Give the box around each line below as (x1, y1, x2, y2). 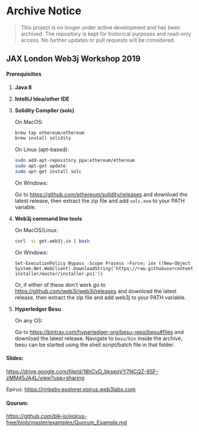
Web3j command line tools (14, 215, 83, 222)
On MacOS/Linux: (14, 226, 58, 233)
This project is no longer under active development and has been (20, 24, 181, 31)
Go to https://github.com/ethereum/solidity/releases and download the (14, 190, 188, 198)
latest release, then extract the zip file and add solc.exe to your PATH (14, 197, 185, 204)
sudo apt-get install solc (14, 168, 82, 175)
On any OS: (14, 317, 43, 324)
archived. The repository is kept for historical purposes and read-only (20, 30, 191, 37)
